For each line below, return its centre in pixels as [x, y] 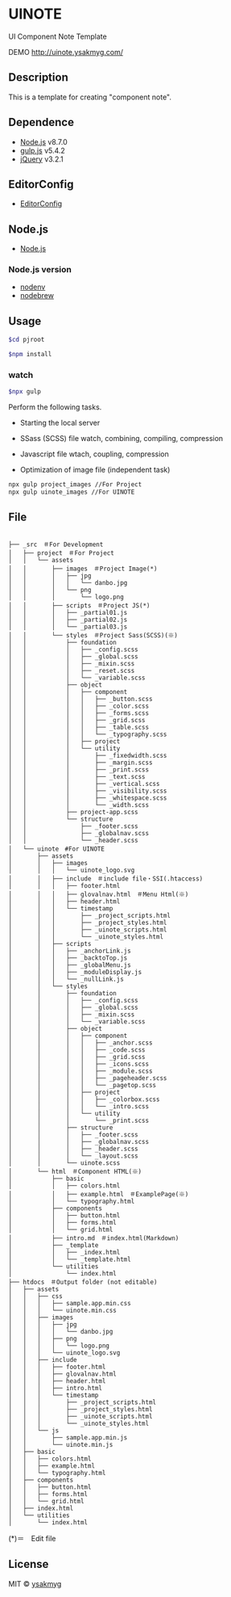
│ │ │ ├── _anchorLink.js [70, 951]
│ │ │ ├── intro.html [56, 1388]
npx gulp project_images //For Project [75, 485]
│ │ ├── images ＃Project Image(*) [83, 569]
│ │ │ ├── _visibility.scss [88, 791]
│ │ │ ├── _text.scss [77, 776]
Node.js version [40, 270]
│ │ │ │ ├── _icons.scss [79, 1064]
